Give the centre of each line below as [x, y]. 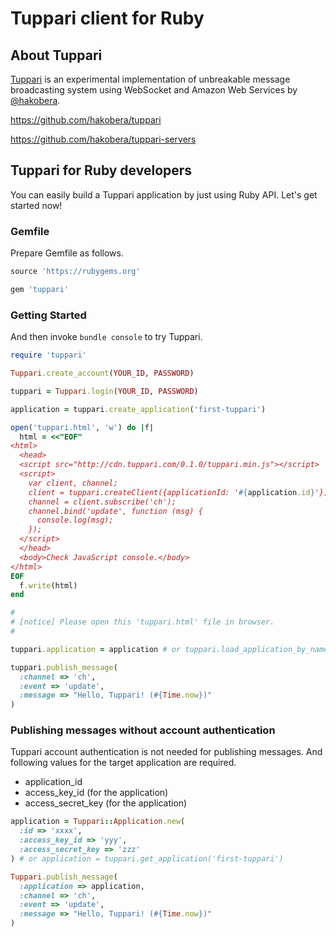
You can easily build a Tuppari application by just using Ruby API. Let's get [164, 194]
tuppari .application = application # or [96, 649]
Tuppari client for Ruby [107, 18]
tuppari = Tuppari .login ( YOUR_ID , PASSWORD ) [104, 391]
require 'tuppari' [48, 355]
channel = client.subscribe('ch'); [102, 502]
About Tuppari [56, 55]
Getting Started [48, 315]
